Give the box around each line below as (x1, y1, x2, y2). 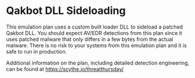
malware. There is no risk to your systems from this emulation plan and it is (6, 42, 187, 49)
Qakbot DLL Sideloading (6, 4, 126, 17)
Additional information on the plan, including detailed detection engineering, (6, 59, 190, 66)
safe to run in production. (6, 48, 67, 55)
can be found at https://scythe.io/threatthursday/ (6, 65, 124, 72)
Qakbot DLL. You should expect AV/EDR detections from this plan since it (6, 29, 183, 36)
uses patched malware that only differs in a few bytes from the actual (6, 36, 173, 42)
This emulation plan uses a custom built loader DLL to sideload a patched (6, 23, 183, 30)
